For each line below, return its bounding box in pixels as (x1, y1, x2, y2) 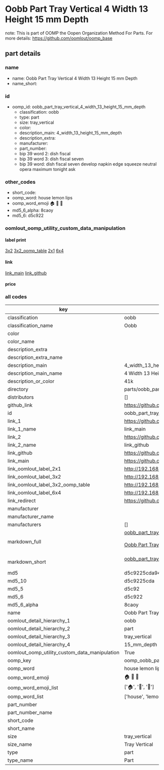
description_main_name (7, 370, 62, 377)
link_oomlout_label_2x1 (7, 465, 61, 472)
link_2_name (7, 442, 37, 449)
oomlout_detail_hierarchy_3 (7, 633, 70, 640)
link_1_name (7, 426, 37, 433)
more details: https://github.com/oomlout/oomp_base (5, 35, 113, 41)
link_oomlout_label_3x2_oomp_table (7, 481, 90, 488)
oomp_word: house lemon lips (12, 195, 73, 201)
